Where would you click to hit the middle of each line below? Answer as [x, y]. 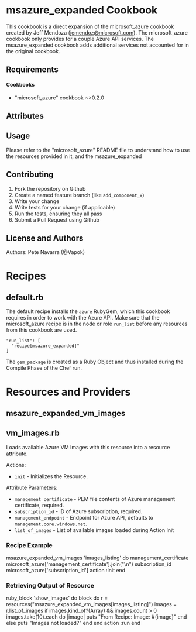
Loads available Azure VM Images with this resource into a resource [88, 447]
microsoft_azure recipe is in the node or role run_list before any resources [97, 324]
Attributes [25, 116]
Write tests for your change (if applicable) [65, 207]
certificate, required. [39, 505]
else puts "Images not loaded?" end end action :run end [73, 623]
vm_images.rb [33, 433]
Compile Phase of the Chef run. [44, 368]
